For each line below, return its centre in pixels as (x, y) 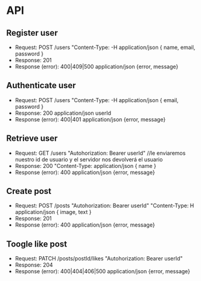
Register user (32, 33)
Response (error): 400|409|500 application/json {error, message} (97, 66)
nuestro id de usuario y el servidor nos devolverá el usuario (89, 159)
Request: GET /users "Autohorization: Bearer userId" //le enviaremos (100, 153)
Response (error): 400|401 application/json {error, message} (90, 119)
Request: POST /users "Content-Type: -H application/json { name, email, (105, 47)
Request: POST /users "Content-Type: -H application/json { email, (97, 100)
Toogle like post (37, 244)
